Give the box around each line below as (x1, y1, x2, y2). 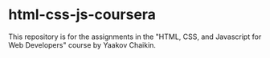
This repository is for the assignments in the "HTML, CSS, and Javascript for (8, 32, 262, 41)
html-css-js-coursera (8, 6, 157, 24)
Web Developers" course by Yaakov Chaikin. (8, 40, 157, 49)
